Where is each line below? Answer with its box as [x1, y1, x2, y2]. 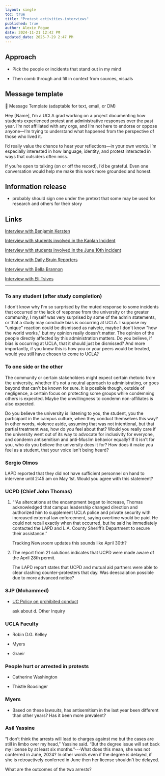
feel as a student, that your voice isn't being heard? [5, 447, 109, 453]
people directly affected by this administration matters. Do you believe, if [5, 336, 152, 341]
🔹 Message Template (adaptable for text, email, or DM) [5, 103, 116, 109]
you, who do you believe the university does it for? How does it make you [5, 441, 153, 447]
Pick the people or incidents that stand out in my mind [12, 66, 122, 72]
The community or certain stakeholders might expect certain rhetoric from [5, 374, 156, 380]
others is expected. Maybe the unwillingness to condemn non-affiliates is [5, 395, 153, 402]
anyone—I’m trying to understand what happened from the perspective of [5, 128, 155, 134]
